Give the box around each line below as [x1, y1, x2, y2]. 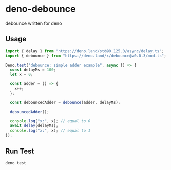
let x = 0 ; [10, 72, 33, 77]
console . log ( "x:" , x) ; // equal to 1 [10, 128, 91, 133]
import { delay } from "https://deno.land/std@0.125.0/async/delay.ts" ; [5, 48, 164, 54]
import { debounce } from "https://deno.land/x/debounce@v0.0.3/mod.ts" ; [5, 53, 167, 58]
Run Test [5, 147, 34, 156]
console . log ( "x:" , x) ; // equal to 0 [10, 118, 91, 123]
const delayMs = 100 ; [10, 67, 56, 72]
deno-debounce [5, 3, 76, 15]
